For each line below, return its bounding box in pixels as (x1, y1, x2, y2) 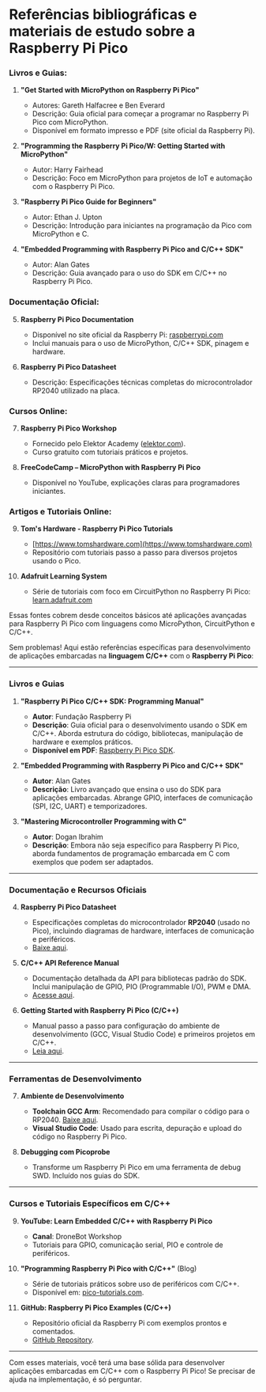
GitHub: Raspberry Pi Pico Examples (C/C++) (20, 1303, 172, 1312)
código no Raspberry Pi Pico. (32, 1132, 127, 1141)
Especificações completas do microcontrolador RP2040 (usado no (32, 917, 251, 927)
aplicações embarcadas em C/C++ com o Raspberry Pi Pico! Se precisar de (9, 1366, 256, 1375)
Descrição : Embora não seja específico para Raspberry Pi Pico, (32, 840, 240, 850)
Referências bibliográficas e (9, 6, 197, 24)
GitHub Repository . (32, 1335, 94, 1345)
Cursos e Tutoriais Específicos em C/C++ (9, 1198, 170, 1209)
